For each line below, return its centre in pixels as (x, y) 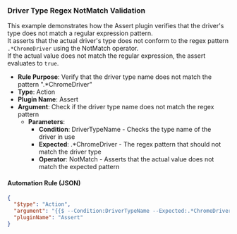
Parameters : (47, 122)
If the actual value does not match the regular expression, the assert (107, 56)
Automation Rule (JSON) (44, 183)
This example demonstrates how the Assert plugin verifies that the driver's (116, 26)
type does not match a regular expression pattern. (80, 33)
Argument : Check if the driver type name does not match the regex (116, 107)
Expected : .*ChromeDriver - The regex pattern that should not (130, 144)
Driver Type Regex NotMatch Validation (77, 11)
